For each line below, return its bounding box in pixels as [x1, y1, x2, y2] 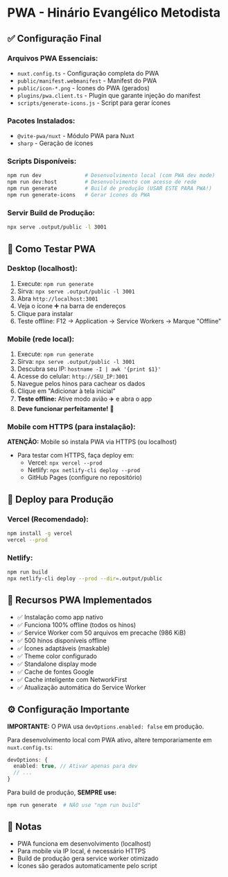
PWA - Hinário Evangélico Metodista [7, 5, 221, 21]
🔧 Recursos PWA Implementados [7, 594, 152, 606]
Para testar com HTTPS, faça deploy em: [17, 451, 134, 460]
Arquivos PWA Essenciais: [7, 53, 98, 63]
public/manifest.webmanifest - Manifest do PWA [17, 76, 157, 85]
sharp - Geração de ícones [17, 139, 94, 147]
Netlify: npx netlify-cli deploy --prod [27, 466, 141, 474]
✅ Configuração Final [7, 33, 102, 44]
